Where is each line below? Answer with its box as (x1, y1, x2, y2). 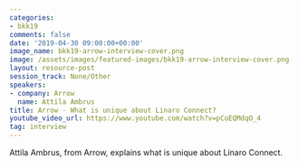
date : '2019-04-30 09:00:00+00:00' (9, 38, 144, 48)
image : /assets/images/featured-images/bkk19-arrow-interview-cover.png (9, 55, 290, 64)
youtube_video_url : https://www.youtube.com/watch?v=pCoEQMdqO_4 (9, 114, 261, 123)
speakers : (9, 80, 47, 89)
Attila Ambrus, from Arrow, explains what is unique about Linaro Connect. (9, 147, 284, 158)
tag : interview (9, 123, 67, 132)
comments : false (9, 30, 71, 39)
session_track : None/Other (9, 72, 111, 81)
